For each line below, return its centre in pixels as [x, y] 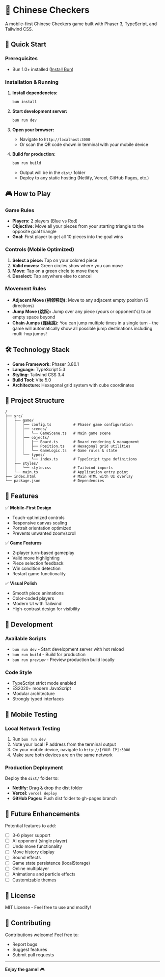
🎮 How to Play [28, 193]
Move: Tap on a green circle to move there [55, 271]
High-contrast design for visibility [46, 609]
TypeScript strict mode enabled [44, 683]
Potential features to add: [31, 826]
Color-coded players [33, 598]
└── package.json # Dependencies [55, 481]
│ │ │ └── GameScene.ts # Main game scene [58, 433]
